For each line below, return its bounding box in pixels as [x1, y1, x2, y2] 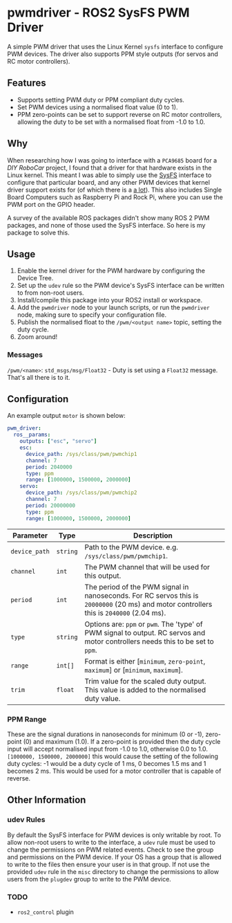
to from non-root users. [17, 289, 84, 297]
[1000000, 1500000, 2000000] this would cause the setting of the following [7, 752, 219, 760]
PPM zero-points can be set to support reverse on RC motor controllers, [17, 110, 222, 118]
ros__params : [13, 431, 51, 439]
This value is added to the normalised [84, 685, 206, 695]
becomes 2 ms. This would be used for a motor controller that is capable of [7, 767, 222, 775]
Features [7, 77, 46, 89]
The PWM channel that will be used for [84, 562, 211, 572]
